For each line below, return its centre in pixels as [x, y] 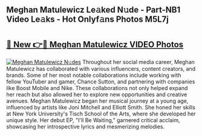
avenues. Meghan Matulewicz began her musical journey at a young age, [97, 101]
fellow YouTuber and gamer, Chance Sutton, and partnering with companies [101, 82]
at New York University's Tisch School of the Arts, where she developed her [101, 114]
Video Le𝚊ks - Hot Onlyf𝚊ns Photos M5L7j [88, 20]
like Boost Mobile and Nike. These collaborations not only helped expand [97, 88]
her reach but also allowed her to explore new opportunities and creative [97, 94]
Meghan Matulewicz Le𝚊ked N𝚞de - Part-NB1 [93, 10]
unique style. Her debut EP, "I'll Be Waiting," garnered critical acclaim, [93, 120]
